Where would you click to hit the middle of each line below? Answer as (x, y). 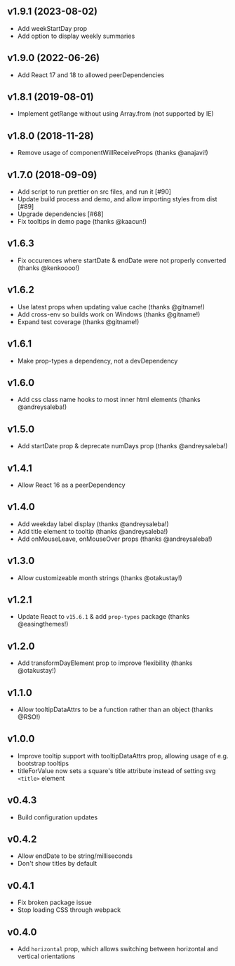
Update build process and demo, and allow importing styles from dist (117, 199)
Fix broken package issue (55, 903)
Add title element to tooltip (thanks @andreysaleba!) (93, 531)
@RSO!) (29, 717)
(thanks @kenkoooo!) (48, 268)
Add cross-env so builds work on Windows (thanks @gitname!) (109, 314)
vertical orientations (46, 956)
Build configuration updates (58, 817)
